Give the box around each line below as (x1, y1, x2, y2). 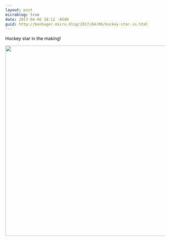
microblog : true (5, 12, 39, 17)
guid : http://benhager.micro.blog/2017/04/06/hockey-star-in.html (5, 21, 148, 27)
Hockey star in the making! (5, 36, 61, 42)
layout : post (5, 7, 33, 13)
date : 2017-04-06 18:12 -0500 (5, 17, 69, 22)
